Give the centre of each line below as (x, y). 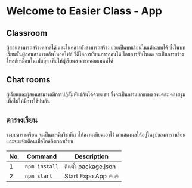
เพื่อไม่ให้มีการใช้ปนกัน (28, 101)
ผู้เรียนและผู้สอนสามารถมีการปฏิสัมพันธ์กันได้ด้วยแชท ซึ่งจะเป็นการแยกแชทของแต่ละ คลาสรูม (96, 94)
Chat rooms (28, 80)
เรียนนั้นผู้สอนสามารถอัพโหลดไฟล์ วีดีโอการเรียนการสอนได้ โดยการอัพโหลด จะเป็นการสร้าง (95, 54)
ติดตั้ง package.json (90, 167)
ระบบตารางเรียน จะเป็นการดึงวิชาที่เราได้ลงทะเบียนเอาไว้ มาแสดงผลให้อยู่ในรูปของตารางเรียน (96, 134)
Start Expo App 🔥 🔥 (92, 176)
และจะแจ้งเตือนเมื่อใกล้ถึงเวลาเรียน (40, 141)
